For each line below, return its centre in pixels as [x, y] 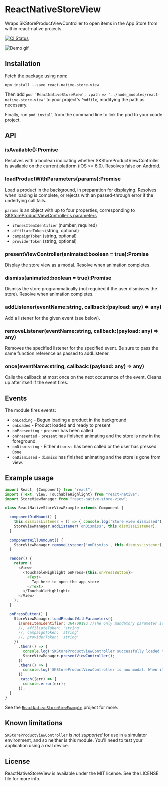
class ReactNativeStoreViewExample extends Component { [64, 508]
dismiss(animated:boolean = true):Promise [58, 278]
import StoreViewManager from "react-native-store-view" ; [67, 499]
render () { [21, 559]
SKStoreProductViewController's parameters [51, 215]
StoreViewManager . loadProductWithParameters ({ [63, 619]
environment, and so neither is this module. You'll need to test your [74, 740]
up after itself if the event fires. [37, 382]
